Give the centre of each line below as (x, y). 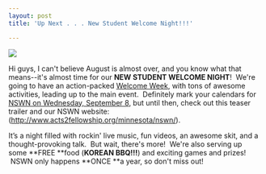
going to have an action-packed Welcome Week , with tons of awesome (127, 85)
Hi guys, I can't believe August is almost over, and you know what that (125, 68)
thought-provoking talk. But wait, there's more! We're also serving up (125, 144)
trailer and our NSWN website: (59, 111)
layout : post (30, 16)
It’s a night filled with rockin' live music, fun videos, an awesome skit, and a (133, 135)
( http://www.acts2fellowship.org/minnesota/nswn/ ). (95, 120)
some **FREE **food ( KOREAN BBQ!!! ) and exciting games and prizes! (127, 152)
